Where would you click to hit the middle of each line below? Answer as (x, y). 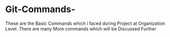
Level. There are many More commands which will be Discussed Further (81, 28)
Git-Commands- (40, 9)
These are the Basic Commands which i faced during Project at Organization (85, 23)
